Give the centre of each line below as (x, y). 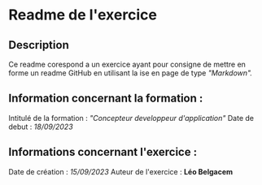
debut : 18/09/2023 (41, 127)
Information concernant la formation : (106, 99)
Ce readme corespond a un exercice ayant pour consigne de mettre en (127, 64)
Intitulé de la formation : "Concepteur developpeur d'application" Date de (131, 118)
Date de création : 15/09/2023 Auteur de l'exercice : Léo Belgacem (121, 171)
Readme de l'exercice (83, 15)
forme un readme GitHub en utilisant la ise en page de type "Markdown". (130, 73)
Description (39, 45)
